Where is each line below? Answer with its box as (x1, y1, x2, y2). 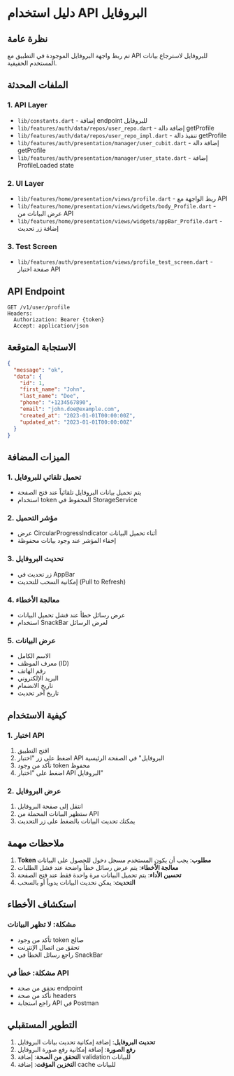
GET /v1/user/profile (7, 304, 71, 311)
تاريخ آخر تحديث (17, 689, 59, 697)
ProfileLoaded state (17, 161, 75, 169)
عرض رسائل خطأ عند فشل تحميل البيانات (17, 610, 126, 619)
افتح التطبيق (17, 746, 50, 755)
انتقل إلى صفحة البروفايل (17, 802, 83, 811)
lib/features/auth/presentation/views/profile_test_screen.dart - (17, 257, 213, 266)
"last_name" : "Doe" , (20, 393, 80, 400)
